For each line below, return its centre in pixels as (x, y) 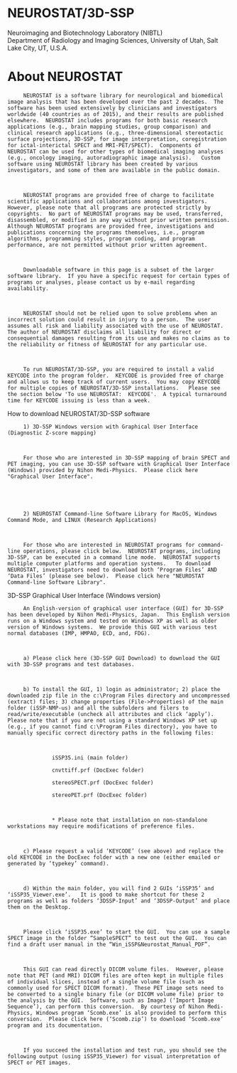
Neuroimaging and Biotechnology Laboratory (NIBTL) (85, 33)
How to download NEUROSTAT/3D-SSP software (79, 413)
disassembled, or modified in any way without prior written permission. (119, 220)
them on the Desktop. (39, 907)
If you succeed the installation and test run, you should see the (125, 1050)
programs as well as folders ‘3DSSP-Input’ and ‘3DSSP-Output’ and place (119, 901)
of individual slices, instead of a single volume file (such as (106, 982)
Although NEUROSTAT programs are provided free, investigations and (111, 226)
